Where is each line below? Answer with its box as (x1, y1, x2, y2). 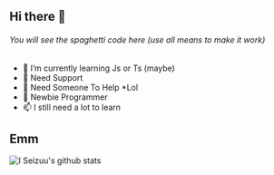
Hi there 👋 (9, 9, 66, 24)
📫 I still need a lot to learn (22, 102, 121, 112)
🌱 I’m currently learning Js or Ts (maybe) (22, 63, 175, 73)
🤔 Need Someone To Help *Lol (22, 82, 139, 92)
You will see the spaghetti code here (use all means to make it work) (9, 34, 266, 45)
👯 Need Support (22, 72, 83, 83)
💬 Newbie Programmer (22, 92, 108, 102)
